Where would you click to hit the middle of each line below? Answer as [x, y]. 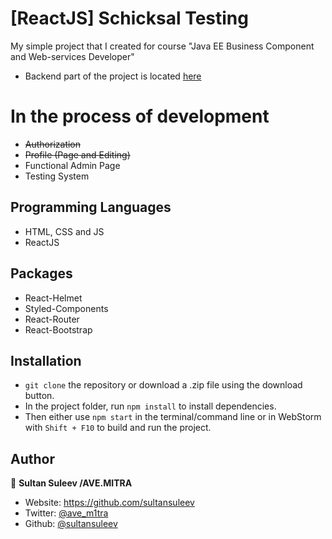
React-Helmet [53, 298]
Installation [46, 360]
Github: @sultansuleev [71, 524]
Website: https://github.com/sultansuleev [109, 503]
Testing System [57, 176]
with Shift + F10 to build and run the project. [118, 428]
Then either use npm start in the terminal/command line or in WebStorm [173, 417]
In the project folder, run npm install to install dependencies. [150, 406]
